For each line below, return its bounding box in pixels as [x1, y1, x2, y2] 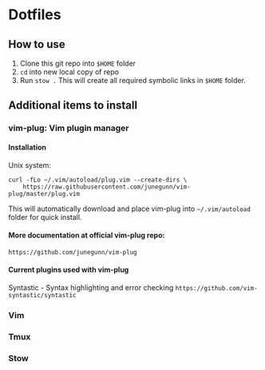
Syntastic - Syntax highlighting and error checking [8, 282, 174, 292]
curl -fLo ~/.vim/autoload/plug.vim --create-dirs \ [8, 176, 188, 184]
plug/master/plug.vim [8, 189, 81, 197]
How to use [8, 38, 65, 51]
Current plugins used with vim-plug [8, 265, 129, 275]
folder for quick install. [8, 212, 82, 221]
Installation [8, 142, 46, 152]
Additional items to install [8, 98, 138, 113]
